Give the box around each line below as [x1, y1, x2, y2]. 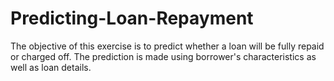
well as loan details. [10, 61, 92, 73]
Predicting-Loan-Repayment [10, 7, 254, 30]
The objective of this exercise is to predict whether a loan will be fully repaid [10, 40, 325, 52]
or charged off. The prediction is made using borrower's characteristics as [10, 50, 317, 62]
